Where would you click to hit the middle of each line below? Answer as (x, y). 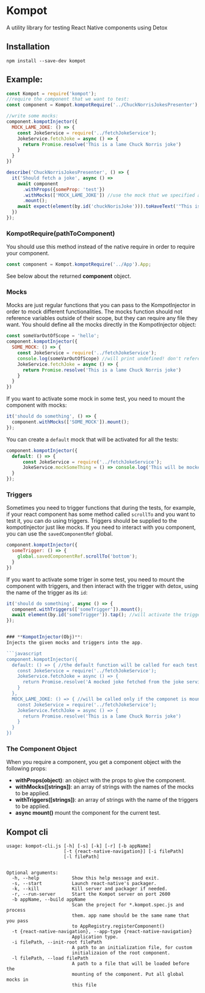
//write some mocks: (33, 116)
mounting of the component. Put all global (128, 975)
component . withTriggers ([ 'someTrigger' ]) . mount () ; (77, 609)
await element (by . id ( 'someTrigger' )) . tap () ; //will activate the (97, 615)
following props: (27, 769)
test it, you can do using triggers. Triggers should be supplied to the (92, 521)
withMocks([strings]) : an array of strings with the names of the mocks (104, 787)
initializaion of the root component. (121, 953)
